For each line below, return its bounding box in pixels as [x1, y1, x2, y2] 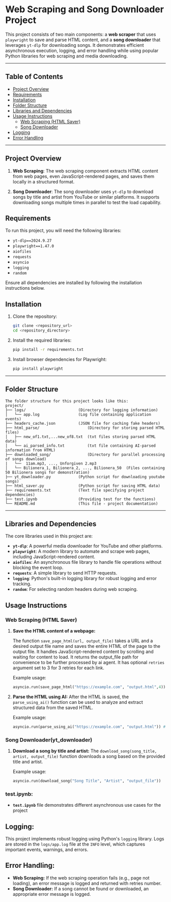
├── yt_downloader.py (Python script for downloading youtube [5, 474, 165, 479]
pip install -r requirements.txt [12, 347, 84, 352]
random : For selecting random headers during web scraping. [12, 586, 138, 592]
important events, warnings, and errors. [5, 846, 89, 853]
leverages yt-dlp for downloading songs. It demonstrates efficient [5, 42, 144, 48]
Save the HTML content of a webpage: [12, 628, 96, 634]
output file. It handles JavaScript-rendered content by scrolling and [12, 648, 154, 654]
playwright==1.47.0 [12, 243, 54, 249]
